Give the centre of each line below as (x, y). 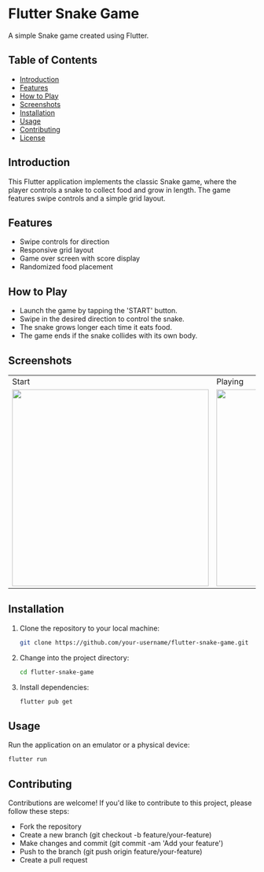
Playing (230, 381)
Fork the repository (51, 826)
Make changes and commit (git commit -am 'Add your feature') (121, 843)
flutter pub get (46, 701)
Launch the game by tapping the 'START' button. (99, 311)
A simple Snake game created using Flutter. (79, 35)
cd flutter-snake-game (57, 672)
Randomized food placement (66, 267)
